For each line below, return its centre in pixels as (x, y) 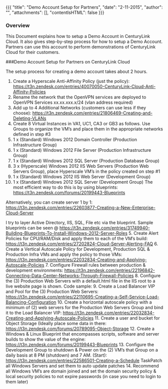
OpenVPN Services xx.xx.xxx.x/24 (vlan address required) (73, 102)
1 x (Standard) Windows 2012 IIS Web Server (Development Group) (82, 177)
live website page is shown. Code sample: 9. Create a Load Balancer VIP (80, 286)
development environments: (34, 270)
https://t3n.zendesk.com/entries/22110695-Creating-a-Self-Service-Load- (82, 297)
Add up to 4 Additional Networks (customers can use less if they (79, 108)
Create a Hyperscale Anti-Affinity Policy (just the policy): (71, 81)
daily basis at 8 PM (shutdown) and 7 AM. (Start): (56, 355)
